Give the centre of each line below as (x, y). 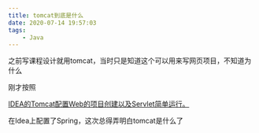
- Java (33, 37)
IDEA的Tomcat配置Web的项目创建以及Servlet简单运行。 (99, 104)
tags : (17, 30)
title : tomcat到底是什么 (46, 15)
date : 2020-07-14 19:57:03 (52, 23)
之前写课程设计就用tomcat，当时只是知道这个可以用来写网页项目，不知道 (126, 61)
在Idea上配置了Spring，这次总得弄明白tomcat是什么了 (96, 121)
